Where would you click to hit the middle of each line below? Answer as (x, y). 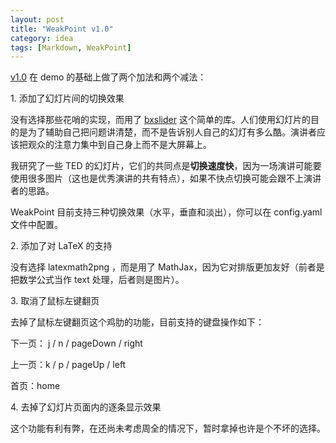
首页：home (35, 386)
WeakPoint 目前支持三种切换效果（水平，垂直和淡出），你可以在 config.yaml (166, 212)
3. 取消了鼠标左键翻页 (55, 301)
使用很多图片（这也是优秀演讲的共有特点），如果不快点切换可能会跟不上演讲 (166, 178)
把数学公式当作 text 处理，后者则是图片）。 (97, 280)
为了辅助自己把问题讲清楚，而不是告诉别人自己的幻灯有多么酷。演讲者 (172, 132)
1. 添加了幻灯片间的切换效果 (67, 98)
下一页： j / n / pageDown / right (76, 343)
